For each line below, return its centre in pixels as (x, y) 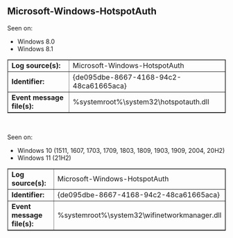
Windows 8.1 (35, 48)
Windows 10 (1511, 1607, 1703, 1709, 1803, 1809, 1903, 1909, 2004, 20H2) (121, 150)
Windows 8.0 (36, 42)
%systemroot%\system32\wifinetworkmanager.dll (139, 215)
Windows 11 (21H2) (44, 158)
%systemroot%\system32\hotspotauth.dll (141, 102)
